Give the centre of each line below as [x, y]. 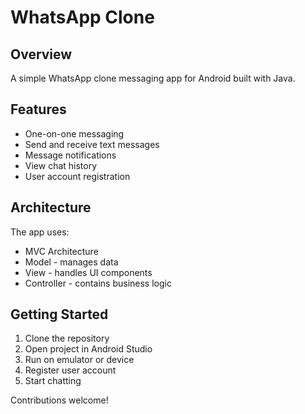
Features [38, 109]
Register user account [70, 370]
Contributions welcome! [59, 400]
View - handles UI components [88, 272]
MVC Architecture [61, 251]
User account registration [77, 176]
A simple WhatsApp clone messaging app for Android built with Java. [153, 78]
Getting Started [59, 314]
